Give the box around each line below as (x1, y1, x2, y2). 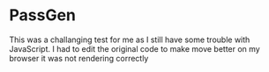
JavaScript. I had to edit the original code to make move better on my (9, 43, 260, 54)
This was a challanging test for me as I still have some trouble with (9, 34, 250, 45)
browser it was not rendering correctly (9, 53, 149, 63)
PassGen (9, 5, 77, 25)
